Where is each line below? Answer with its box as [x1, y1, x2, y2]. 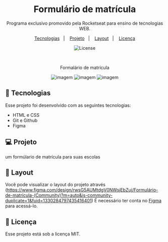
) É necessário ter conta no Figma [91, 198, 162, 204]
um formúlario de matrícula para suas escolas [5, 153, 100, 159]
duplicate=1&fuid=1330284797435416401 [5, 198, 92, 204]
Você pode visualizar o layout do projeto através [5, 182, 106, 188]
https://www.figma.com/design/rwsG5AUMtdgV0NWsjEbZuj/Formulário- [7, 187, 158, 193]
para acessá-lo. [5, 203, 38, 209]
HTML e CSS [12, 112, 40, 118]
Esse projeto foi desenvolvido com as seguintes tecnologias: [5, 102, 131, 108]
